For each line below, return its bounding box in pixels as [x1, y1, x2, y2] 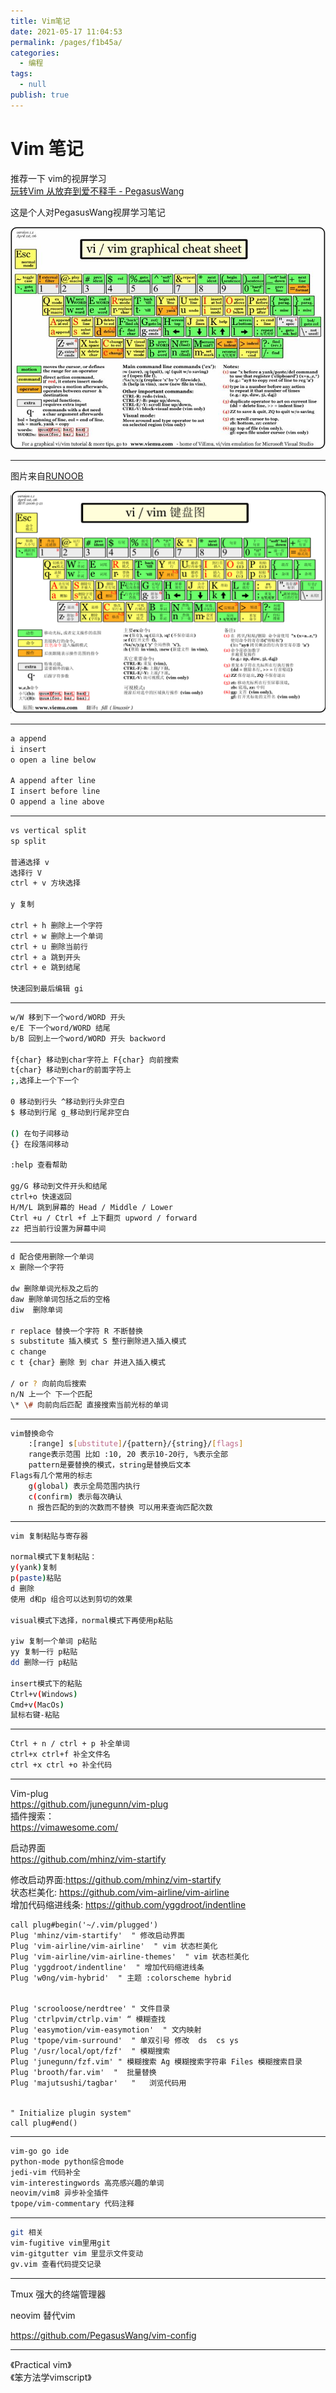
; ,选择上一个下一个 [10, 1076, 80, 1086]
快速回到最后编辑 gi [10, 984, 84, 994]
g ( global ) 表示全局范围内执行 [28, 1481, 141, 1491]
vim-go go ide [10, 2146, 70, 2156]
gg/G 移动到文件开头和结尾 [10, 1181, 108, 1192]
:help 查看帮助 [10, 1160, 68, 1170]
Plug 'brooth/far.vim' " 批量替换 [10, 2067, 157, 2077]
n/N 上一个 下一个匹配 [10, 1389, 93, 1399]
